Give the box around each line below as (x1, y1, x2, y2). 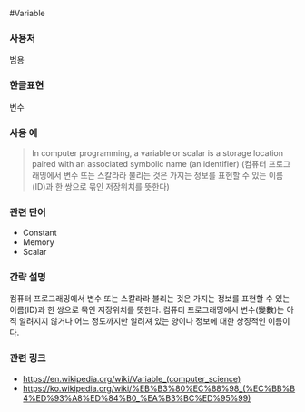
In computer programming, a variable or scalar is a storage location (31, 147, 284, 158)
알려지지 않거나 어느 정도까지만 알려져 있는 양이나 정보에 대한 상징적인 (18, 316, 266, 327)
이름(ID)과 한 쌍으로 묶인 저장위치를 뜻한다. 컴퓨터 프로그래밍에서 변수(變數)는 (9, 304, 285, 316)
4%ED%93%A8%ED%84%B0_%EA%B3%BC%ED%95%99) (22, 392, 251, 403)
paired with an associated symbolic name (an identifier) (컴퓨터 (31, 158, 267, 169)
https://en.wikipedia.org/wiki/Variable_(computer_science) (22, 373, 241, 384)
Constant (22, 227, 57, 239)
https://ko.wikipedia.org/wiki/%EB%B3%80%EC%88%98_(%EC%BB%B (22, 383, 296, 394)
